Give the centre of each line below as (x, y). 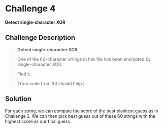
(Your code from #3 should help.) (51, 83)
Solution (18, 99)
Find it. (24, 74)
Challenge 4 (30, 9)
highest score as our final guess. (38, 121)
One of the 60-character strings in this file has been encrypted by (84, 59)
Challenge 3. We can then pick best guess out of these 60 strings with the (80, 116)
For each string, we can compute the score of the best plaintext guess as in (82, 111)
